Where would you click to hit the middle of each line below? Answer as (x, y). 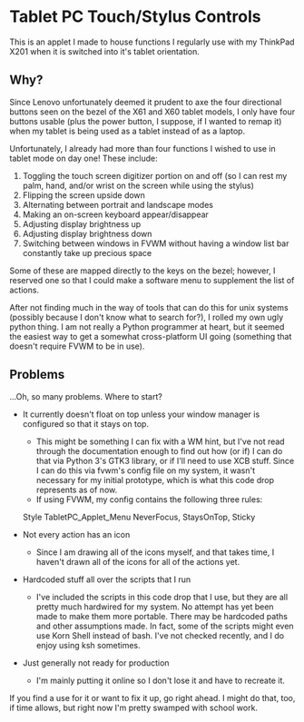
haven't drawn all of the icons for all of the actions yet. (138, 561)
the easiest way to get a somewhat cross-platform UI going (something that (151, 336)
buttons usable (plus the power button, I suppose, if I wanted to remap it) (146, 121)
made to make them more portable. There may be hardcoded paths (162, 616)
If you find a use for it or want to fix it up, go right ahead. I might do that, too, (152, 697)
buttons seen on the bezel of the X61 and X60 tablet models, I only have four (152, 112)
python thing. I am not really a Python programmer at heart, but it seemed (147, 326)
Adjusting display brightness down (87, 233)
